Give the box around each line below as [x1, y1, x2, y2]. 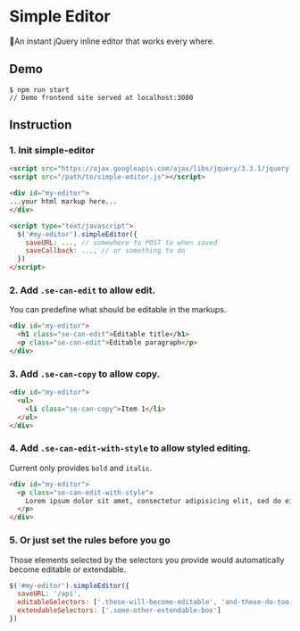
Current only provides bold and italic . [9, 462, 153, 473]
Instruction [9, 118, 72, 133]
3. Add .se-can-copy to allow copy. [9, 368, 161, 380]
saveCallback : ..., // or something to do [25, 246, 186, 255]
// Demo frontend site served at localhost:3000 [9, 93, 194, 102]
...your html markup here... [9, 197, 118, 206]
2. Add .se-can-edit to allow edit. [9, 284, 156, 296]
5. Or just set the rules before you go [9, 534, 171, 546]
